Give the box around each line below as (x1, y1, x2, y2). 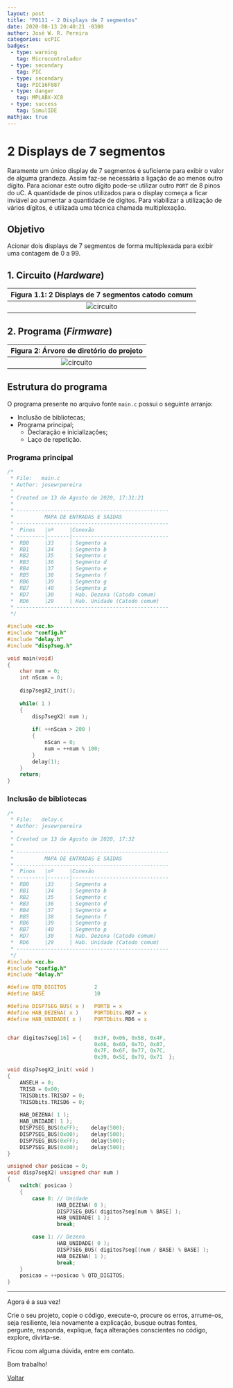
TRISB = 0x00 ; (19, 1085, 60, 1093)
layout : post (7, 10, 45, 17)
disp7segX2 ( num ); (32, 713, 89, 720)
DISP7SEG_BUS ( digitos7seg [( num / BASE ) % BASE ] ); (56, 1246, 209, 1253)
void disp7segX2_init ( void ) (7, 1066, 95, 1073)
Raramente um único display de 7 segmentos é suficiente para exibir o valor (7, 166, 224, 174)
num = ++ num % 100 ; (44, 745, 101, 752)
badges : (7, 42, 30, 49)
